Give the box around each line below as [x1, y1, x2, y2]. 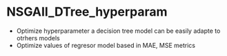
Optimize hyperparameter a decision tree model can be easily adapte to [16, 27, 221, 35]
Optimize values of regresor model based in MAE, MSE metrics [16, 41, 196, 49]
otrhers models [16, 33, 60, 42]
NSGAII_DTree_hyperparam [6, 4, 168, 20]
